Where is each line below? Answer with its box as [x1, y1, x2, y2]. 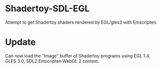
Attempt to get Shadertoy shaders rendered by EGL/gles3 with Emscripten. [5, 19, 158, 25]
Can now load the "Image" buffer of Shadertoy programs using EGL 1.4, [5, 53, 151, 59]
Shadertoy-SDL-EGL [5, 3, 90, 14]
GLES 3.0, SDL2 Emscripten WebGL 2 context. [5, 58, 99, 64]
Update [5, 36, 36, 48]
